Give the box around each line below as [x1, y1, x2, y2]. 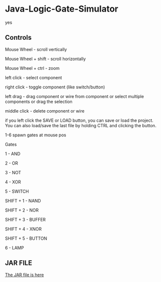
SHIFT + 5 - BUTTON [5, 235, 47, 241]
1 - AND [5, 150, 21, 156]
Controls [5, 33, 32, 42]
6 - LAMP [5, 245, 24, 250]
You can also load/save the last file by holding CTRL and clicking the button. [5, 122, 157, 128]
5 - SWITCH [5, 188, 29, 194]
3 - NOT [5, 169, 21, 175]
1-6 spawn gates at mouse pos [5, 132, 66, 138]
